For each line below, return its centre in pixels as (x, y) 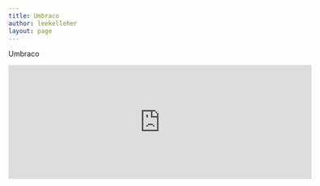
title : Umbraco (34, 16)
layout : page (30, 31)
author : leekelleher (43, 23)
